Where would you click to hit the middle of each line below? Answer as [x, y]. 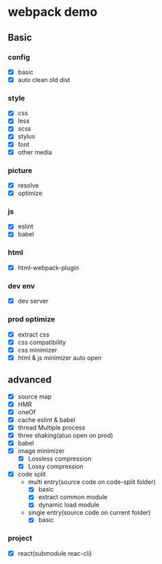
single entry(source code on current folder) [89, 513]
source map [35, 396]
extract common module [73, 497]
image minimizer [41, 451]
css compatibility [42, 342]
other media [35, 152]
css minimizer [37, 350]
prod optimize [32, 319]
